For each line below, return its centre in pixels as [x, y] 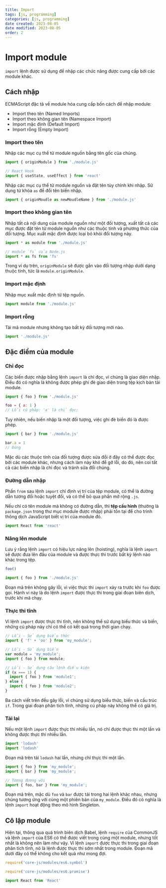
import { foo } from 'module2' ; [43, 686]
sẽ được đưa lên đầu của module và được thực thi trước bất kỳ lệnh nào [78, 554]
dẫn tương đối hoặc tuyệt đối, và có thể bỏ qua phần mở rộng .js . [72, 496]
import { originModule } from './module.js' [52, 162]
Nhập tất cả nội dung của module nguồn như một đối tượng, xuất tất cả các [82, 223]
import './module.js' [28, 336]
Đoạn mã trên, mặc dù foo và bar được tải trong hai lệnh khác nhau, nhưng [81, 794]
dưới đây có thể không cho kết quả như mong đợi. [56, 854]
